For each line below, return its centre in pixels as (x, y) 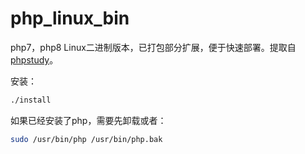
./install (31, 100)
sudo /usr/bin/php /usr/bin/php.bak (86, 139)
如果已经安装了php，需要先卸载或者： (88, 120)
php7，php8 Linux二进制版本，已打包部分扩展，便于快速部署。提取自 (153, 47)
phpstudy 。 (34, 59)
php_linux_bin (70, 18)
